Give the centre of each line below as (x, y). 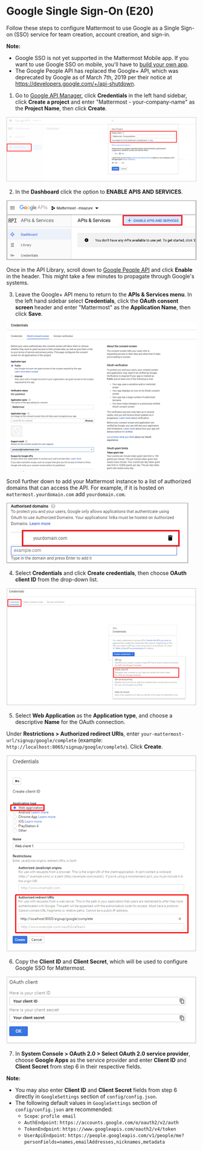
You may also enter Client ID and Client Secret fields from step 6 (96, 1090)
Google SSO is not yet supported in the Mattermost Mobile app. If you (102, 58)
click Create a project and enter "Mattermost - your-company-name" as (105, 102)
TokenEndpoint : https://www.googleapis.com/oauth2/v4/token (100, 1129)
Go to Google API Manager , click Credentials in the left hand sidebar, (101, 95)
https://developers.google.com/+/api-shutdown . (75, 84)
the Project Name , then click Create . (61, 108)
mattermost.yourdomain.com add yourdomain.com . (66, 494)
